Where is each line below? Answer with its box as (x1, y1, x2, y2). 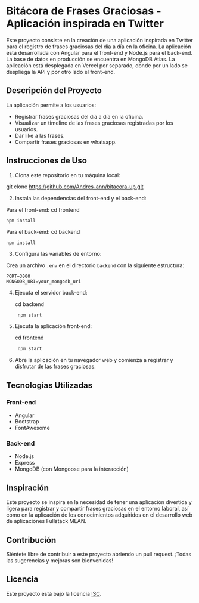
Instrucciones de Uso (6, 156, 88, 166)
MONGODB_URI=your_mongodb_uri (6, 279, 82, 285)
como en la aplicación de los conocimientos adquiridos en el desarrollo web (6, 511, 192, 518)
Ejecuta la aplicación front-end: (14, 323, 92, 330)
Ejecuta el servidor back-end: (14, 289, 88, 296)
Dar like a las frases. (14, 132, 65, 139)
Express (14, 459, 35, 466)
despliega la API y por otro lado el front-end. (6, 68, 116, 75)
